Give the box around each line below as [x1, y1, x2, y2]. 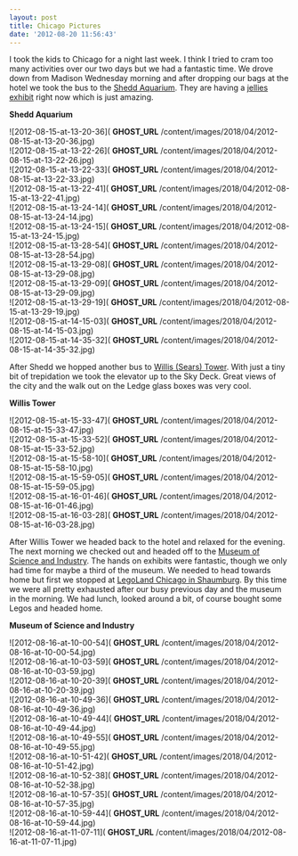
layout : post [9, 12, 58, 22]
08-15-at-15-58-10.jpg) [9, 463, 93, 473]
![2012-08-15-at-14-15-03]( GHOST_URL [9, 316, 158, 326]
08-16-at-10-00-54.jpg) [9, 647, 96, 658]
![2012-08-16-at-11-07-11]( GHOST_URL [9, 827, 154, 838]
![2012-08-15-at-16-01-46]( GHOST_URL [9, 491, 158, 502]
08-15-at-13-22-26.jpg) [9, 155, 95, 166]
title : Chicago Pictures [9, 21, 101, 30]
